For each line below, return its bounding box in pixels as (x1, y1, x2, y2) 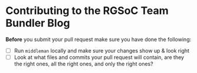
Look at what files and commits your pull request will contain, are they (14, 54, 184, 61)
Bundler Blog (5, 16, 70, 30)
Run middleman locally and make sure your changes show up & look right (14, 47, 190, 54)
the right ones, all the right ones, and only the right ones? (14, 60, 154, 68)
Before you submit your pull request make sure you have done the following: (5, 36, 192, 43)
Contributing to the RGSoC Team (5, 4, 169, 18)
